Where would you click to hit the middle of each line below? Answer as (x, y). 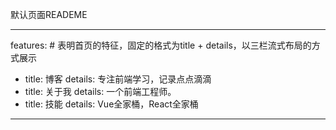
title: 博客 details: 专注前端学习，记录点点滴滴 (118, 79)
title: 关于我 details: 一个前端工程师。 (100, 91)
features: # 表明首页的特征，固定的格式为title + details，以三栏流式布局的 (161, 45)
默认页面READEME (49, 14)
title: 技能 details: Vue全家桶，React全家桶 (111, 104)
